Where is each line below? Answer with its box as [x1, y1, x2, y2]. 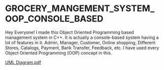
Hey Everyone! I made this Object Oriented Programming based [5, 29, 134, 35]
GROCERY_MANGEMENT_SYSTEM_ [5, 3, 155, 14]
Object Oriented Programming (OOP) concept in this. [5, 50, 112, 56]
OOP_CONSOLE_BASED [5, 13, 103, 24]
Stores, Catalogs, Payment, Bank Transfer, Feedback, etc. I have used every [5, 45, 159, 51]
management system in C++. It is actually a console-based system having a [5, 35, 159, 40]
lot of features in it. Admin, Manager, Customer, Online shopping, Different [5, 39, 156, 45]
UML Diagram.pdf [5, 59, 41, 65]
